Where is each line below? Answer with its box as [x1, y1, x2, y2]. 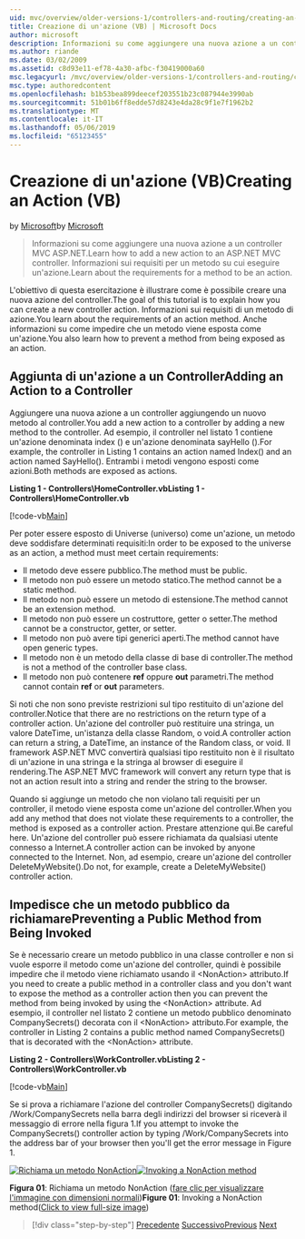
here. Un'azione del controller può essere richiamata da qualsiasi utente [9, 831, 279, 842]
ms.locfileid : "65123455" [9, 132, 107, 141]
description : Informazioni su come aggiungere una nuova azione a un [9, 38, 279, 48]
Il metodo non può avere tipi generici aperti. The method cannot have [22, 632, 280, 643]
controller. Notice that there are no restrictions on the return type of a [9, 708, 267, 719]
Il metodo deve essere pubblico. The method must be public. [22, 565, 248, 576]
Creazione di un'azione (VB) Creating [9, 171, 292, 192]
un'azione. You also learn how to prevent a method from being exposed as [9, 333, 286, 344]
